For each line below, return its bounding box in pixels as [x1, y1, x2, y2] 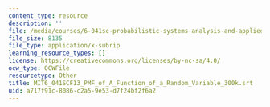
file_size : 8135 [8, 34, 63, 43]
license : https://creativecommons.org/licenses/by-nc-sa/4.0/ [8, 57, 221, 65]
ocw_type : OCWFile [8, 64, 70, 72]
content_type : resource [8, 11, 88, 20]
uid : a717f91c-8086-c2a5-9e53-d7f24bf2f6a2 [8, 86, 157, 95]
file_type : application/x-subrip [8, 42, 121, 50]
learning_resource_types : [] [8, 49, 106, 57]
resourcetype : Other [8, 72, 78, 80]
